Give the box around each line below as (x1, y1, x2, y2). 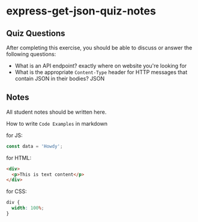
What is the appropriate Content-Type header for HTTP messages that (14, 69, 188, 76)
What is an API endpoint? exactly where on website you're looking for (14, 62, 187, 69)
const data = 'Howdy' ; (6, 143, 63, 149)
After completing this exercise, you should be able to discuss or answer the (6, 44, 193, 51)
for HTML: (6, 154, 32, 161)
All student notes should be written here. (6, 108, 107, 116)
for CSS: (6, 188, 27, 195)
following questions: (6, 51, 56, 58)
